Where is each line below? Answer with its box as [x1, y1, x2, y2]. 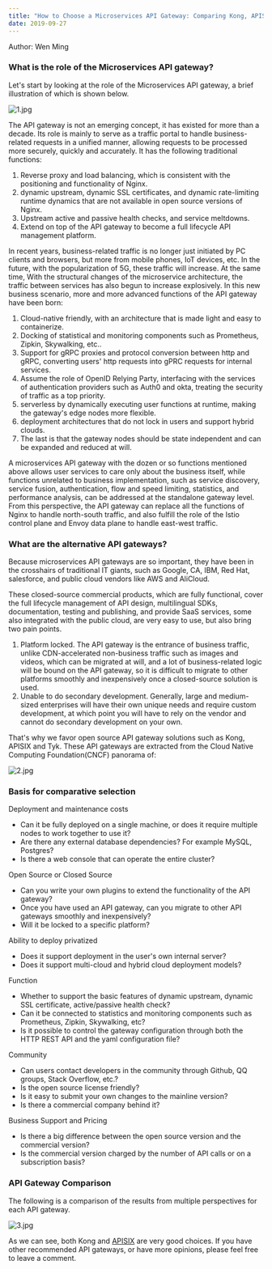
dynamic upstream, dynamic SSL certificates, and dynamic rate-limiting [19, 187, 259, 197]
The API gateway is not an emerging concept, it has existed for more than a [8, 120, 260, 129]
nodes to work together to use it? [19, 829, 131, 838]
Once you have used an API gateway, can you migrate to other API [19, 903, 242, 913]
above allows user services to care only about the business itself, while [8, 466, 245, 476]
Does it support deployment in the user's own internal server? [19, 952, 227, 961]
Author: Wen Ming [8, 41, 69, 51]
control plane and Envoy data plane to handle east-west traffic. [8, 518, 219, 528]
